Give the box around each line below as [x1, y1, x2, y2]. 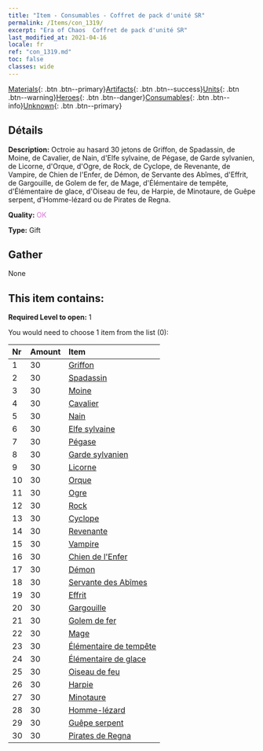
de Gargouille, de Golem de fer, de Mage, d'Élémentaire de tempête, [8, 178, 229, 187]
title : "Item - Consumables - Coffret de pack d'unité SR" [8, 11, 206, 20]
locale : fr [8, 41, 44, 49]
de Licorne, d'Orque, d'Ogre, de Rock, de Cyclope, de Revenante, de [8, 161, 231, 171]
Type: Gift [8, 225, 41, 234]
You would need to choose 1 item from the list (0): [8, 328, 169, 337]
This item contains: [8, 292, 104, 305]
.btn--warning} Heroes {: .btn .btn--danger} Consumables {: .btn [8, 92, 210, 102]
